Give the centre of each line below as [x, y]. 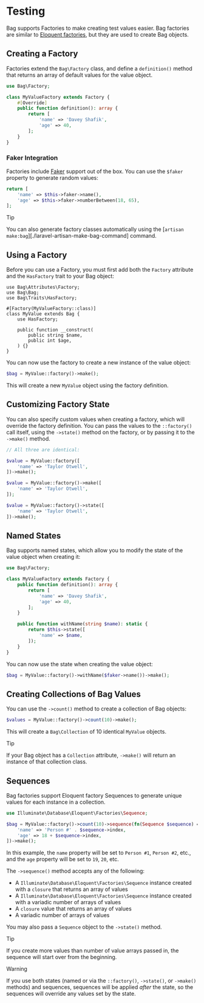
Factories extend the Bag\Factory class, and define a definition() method [99, 68]
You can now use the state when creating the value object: [80, 664]
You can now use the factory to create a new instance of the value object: [99, 363]
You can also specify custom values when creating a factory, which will [96, 419]
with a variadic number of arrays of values [68, 902]
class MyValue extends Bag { [43, 314]
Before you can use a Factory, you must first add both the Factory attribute [100, 270]
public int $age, [50, 341]
